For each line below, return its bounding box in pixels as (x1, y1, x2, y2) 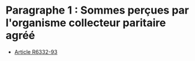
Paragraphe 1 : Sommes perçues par (5, 4, 190, 17)
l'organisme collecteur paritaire (5, 16, 166, 30)
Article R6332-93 (14, 48, 58, 55)
